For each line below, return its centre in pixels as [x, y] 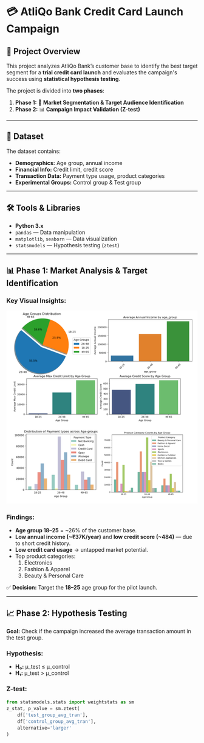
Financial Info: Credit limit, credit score [64, 169]
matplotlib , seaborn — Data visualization [66, 239]
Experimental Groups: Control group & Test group [78, 182]
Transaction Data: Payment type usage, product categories [90, 176]
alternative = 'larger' [44, 728]
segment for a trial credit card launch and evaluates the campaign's [92, 72]
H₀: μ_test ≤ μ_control [42, 667]
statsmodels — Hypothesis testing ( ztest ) [67, 245]
